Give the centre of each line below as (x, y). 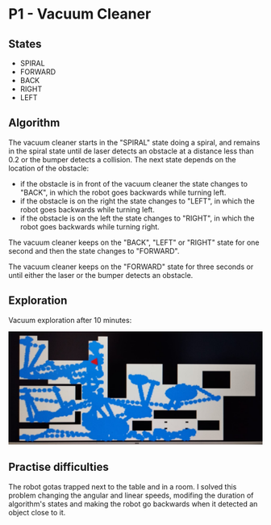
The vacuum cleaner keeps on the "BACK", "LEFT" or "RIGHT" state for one (134, 242)
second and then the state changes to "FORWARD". (94, 250)
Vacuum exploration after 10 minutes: (70, 320)
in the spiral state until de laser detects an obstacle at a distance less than (131, 151)
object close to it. (37, 512)
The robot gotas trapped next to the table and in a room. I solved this (123, 486)
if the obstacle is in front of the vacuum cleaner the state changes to (134, 183)
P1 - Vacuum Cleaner (80, 14)
